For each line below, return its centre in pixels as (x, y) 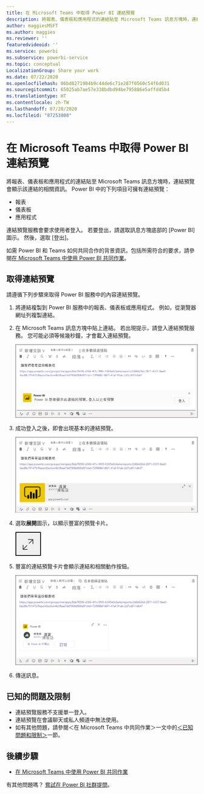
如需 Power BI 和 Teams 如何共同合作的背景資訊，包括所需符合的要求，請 (98, 250)
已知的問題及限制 (38, 696)
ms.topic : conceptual (34, 64)
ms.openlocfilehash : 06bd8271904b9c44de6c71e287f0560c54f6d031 (88, 83)
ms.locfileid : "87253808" (39, 115)
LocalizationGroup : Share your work (53, 70)
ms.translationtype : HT (36, 96)
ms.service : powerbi (32, 52)
